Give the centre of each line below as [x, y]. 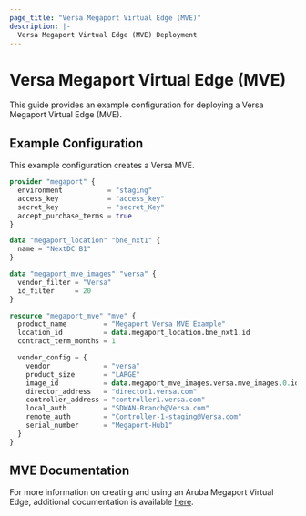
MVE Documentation [70, 471]
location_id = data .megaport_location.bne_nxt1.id [134, 333]
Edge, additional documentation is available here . [102, 502]
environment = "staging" [85, 190]
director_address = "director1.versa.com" [112, 391]
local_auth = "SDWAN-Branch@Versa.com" [117, 409]
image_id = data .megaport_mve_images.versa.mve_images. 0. [158, 383]
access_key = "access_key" [92, 198]
